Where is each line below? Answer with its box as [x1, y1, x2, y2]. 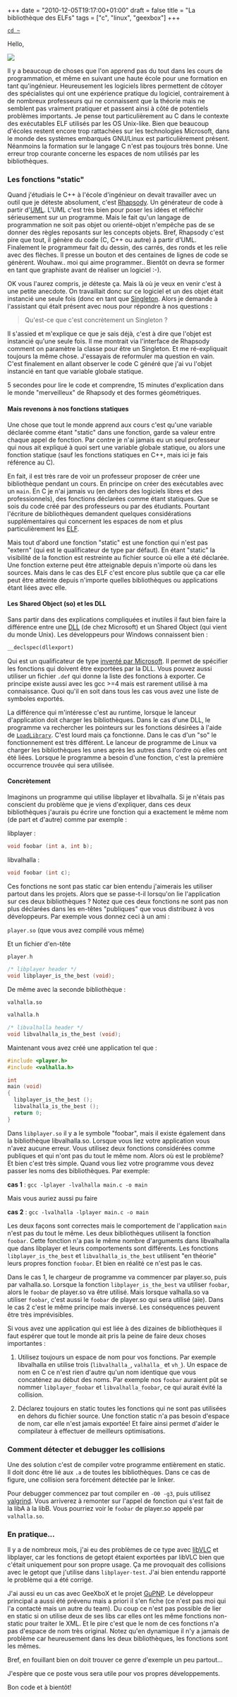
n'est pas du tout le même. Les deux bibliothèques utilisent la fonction [7, 1228, 211, 1238]
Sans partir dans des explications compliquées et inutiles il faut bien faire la [7, 615, 226, 624]
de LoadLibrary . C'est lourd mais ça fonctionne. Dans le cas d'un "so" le [7, 731, 217, 739]
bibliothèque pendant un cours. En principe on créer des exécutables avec [7, 479, 224, 488]
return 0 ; [13, 1109, 42, 1116]
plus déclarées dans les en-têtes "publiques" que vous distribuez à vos [7, 904, 215, 913]
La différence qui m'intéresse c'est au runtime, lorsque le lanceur [7, 708, 197, 716]
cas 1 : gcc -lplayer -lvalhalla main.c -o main [7, 1180, 148, 1189]
